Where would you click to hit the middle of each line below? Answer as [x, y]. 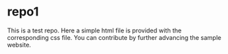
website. [19, 45]
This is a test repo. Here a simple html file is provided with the [94, 30]
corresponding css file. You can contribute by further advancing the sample [114, 37]
